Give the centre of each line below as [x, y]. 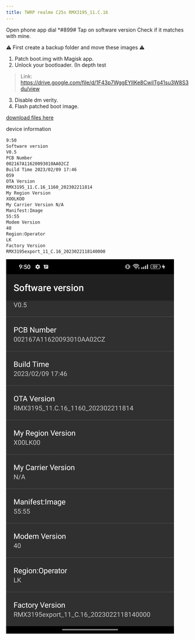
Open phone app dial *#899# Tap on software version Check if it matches [95, 30]
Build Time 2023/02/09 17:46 [41, 170]
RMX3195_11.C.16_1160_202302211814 [49, 187]
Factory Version [26, 246]
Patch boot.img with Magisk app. [54, 59]
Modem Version [23, 222]
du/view [30, 88]
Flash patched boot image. [47, 106]
